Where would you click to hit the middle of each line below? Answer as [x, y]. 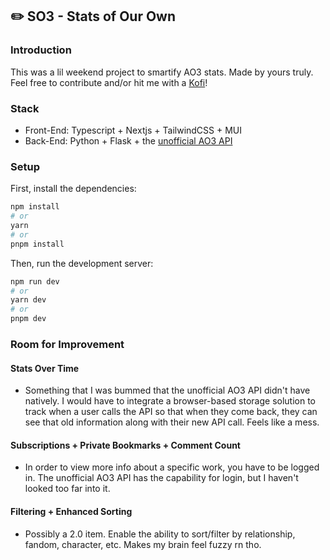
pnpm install [37, 244]
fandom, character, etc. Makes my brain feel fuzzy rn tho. [143, 544]
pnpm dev [28, 319]
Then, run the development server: [82, 263]
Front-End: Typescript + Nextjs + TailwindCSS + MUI [133, 130]
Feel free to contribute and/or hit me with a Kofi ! [109, 82]
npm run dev [35, 281]
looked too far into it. [67, 489]
